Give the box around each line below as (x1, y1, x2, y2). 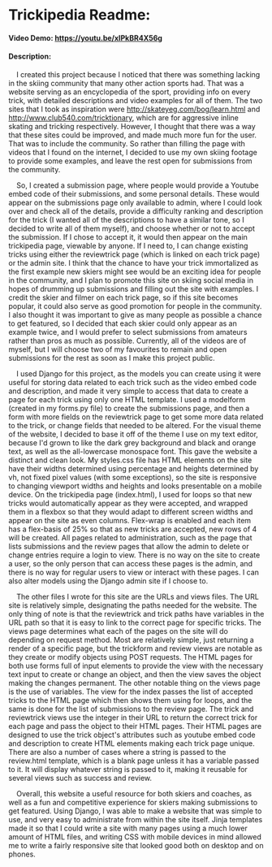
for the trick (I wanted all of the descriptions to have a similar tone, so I (8, 215, 245, 224)
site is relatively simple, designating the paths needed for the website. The (8, 600, 257, 610)
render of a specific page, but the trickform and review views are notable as (8, 644, 262, 653)
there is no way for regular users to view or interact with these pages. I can (8, 567, 260, 577)
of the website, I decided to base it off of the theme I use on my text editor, (8, 429, 258, 439)
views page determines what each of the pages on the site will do (8, 626, 229, 635)
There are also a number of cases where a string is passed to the (8, 747, 227, 756)
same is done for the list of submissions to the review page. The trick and (8, 704, 254, 713)
